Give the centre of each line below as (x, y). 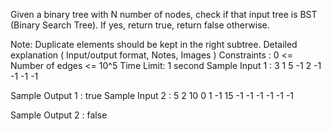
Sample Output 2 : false (59, 115)
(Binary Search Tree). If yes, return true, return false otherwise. (140, 25)
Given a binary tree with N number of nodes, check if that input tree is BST (164, 14)
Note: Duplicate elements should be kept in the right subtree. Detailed (154, 44)
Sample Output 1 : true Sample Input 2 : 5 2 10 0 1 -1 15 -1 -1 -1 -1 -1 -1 (152, 95)
